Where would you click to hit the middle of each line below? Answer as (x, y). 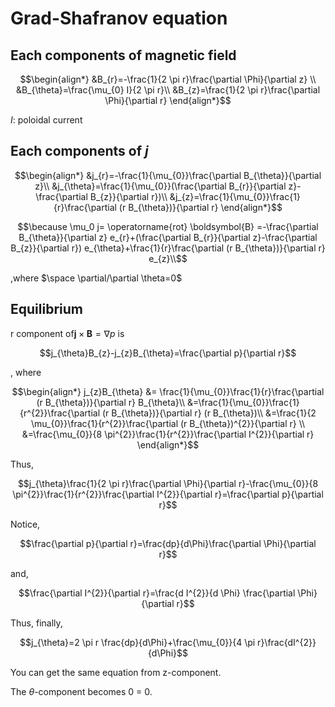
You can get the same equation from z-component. (116, 672)
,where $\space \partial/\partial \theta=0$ (96, 278)
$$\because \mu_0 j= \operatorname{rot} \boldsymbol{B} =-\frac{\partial (168, 226)
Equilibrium (46, 309)
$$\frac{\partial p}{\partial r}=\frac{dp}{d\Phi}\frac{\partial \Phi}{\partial (168, 543)
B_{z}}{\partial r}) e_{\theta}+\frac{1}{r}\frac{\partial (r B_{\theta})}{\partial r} (168, 248)
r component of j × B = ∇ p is (67, 333)
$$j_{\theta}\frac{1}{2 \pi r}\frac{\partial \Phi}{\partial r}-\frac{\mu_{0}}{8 (168, 483)
